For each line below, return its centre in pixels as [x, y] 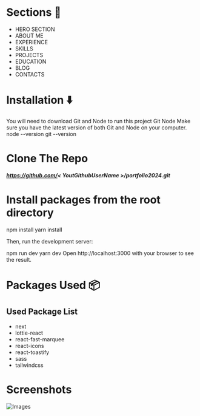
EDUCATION [31, 61]
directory [30, 213]
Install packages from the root [83, 200]
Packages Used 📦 [53, 285]
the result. [19, 259]
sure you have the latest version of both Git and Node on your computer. [97, 128]
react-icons [29, 346]
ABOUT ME [29, 35]
